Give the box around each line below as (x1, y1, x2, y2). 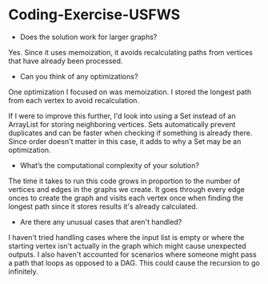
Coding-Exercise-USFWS (8, 6, 181, 24)
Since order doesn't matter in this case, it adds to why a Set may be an (8, 136, 242, 146)
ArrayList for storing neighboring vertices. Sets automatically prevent (8, 119, 236, 129)
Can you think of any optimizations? (19, 71, 138, 81)
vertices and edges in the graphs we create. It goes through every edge (8, 184, 246, 194)
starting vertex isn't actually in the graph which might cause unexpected (8, 241, 246, 250)
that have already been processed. (8, 56, 123, 66)
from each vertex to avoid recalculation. (8, 95, 140, 105)
